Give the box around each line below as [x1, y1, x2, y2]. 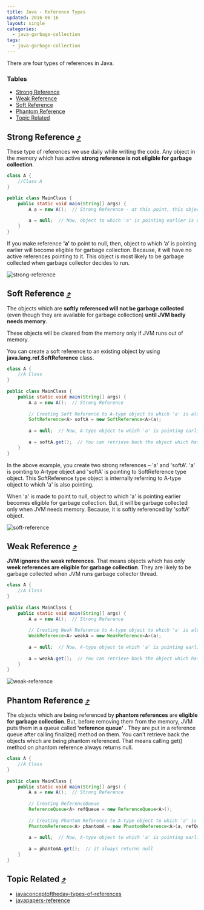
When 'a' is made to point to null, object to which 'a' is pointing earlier [7, 493, 181, 500]
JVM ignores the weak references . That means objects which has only [7, 557, 185, 565]
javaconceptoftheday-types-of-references [15, 890, 122, 897]
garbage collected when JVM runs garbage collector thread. [7, 570, 158, 578]
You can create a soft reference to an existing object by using [7, 347, 160, 355]
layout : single [7, 20, 45, 26]
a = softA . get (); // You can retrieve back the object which [28, 439, 189, 445]
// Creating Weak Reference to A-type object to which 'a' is [28, 627, 189, 634]
